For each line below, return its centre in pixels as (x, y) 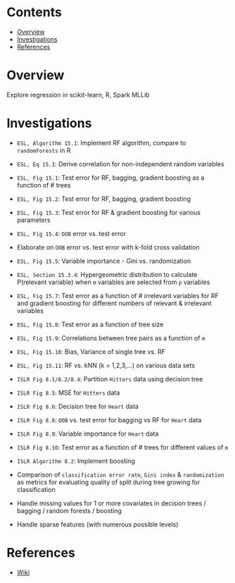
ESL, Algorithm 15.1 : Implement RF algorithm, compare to (101, 142)
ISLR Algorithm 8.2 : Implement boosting (76, 461)
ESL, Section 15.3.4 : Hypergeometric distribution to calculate (107, 274)
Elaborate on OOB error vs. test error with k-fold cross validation (108, 247)
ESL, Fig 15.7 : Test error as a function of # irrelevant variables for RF (118, 295)
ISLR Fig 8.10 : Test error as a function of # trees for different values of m (122, 447)
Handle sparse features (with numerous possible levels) (97, 524)
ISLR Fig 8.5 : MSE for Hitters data (68, 393)
